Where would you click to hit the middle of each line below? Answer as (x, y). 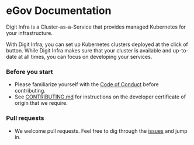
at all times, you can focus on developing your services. (85, 56)
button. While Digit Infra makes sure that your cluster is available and (89, 50)
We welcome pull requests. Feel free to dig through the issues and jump (101, 131)
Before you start (30, 72)
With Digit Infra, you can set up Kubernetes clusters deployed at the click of (97, 44)
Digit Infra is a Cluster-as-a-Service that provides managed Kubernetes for (96, 27)
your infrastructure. (30, 33)
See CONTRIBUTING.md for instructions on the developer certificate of (100, 97)
